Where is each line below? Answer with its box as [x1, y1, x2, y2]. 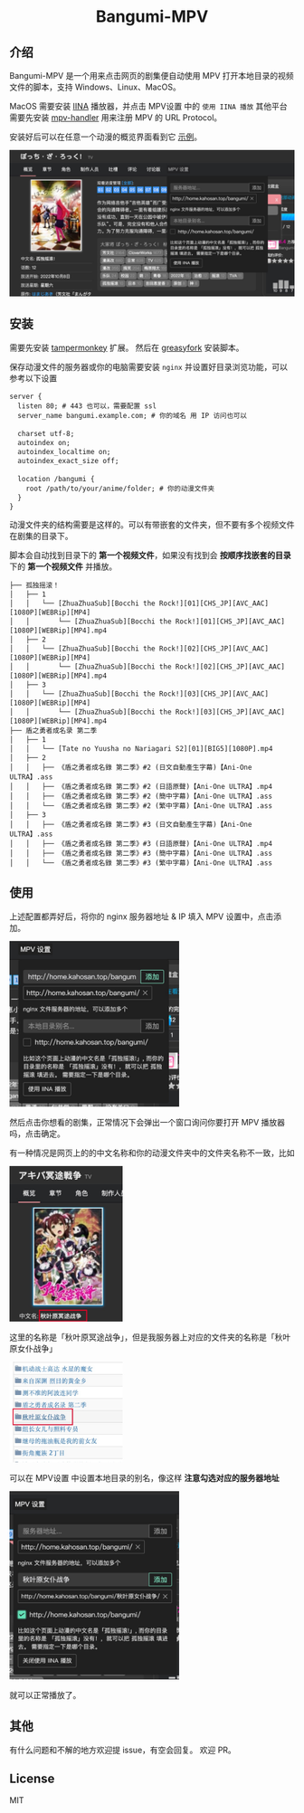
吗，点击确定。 [9, 1128, 65, 1139]
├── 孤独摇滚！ [9, 581, 61, 590]
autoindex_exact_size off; [17, 456, 119, 465]
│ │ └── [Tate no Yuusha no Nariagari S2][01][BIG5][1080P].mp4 [9, 744, 273, 753]
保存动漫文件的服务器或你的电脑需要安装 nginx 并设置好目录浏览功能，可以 [9, 361, 288, 372]
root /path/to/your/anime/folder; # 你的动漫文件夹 [25, 484, 215, 493]
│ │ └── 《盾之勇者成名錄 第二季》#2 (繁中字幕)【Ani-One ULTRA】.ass [9, 801, 273, 811]
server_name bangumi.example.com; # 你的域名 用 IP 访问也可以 [17, 411, 247, 420]
